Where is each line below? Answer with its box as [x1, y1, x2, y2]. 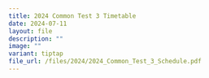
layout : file [8, 27, 53, 35]
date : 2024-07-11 [8, 19, 67, 28]
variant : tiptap [8, 50, 63, 58]
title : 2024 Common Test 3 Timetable [8, 11, 137, 20]
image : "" [8, 42, 42, 50]
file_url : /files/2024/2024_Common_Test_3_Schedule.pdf [8, 58, 202, 66]
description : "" [8, 34, 63, 43]
